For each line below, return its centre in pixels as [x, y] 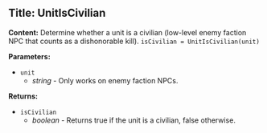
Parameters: [29, 56]
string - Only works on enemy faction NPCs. [105, 80]
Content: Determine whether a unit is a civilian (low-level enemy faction [127, 32]
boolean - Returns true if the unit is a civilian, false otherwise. [133, 120]
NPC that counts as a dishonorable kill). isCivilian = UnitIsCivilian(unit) [134, 41]
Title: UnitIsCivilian [57, 13]
